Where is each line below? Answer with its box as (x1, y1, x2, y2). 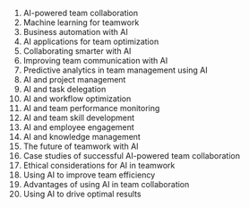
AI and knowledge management (22, 132, 142, 142)
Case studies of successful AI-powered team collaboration (22, 151, 241, 160)
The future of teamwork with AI (22, 141, 139, 152)
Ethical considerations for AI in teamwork (22, 160, 176, 170)
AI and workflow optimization (22, 93, 132, 104)
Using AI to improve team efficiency (22, 169, 156, 180)
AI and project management (22, 74, 126, 84)
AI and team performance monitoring (22, 103, 160, 113)
